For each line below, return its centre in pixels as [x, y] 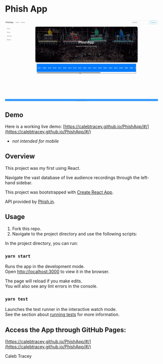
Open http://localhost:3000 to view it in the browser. [57, 272]
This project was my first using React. [43, 168]
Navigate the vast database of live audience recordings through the [72, 177]
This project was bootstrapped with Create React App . [59, 192]
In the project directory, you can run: [41, 243]
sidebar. [24, 182]
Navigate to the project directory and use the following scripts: [74, 234]
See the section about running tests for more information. [62, 314]
